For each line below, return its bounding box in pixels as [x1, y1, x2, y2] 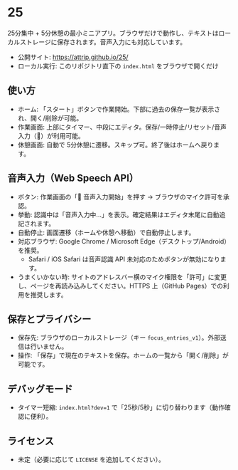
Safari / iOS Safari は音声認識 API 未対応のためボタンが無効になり [28, 254, 220, 263]
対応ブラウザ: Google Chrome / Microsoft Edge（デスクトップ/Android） [17, 236, 231, 246]
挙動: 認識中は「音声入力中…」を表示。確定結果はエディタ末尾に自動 [17, 210, 220, 219]
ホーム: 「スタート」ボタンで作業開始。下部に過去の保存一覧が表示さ [17, 105, 221, 113]
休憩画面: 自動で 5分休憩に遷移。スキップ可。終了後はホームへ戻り [17, 140, 214, 149]
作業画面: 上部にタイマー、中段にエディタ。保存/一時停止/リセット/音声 [17, 122, 227, 131]
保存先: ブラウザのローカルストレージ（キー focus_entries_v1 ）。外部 [17, 333, 220, 342]
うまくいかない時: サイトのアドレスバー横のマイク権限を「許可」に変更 [17, 272, 227, 281]
